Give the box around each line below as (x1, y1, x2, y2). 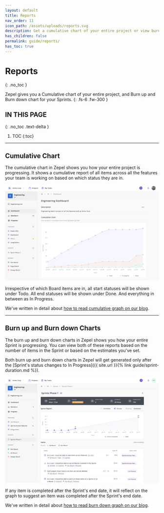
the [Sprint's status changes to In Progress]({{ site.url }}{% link (5, 362, 132, 368)
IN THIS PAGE (5, 110, 47, 119)
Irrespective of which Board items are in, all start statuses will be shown (5, 285, 150, 291)
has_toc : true (5, 44, 34, 49)
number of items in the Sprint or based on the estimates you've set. (5, 347, 141, 353)
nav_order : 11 (5, 18, 34, 23)
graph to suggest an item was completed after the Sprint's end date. (5, 492, 143, 498)
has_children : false (5, 34, 47, 39)
